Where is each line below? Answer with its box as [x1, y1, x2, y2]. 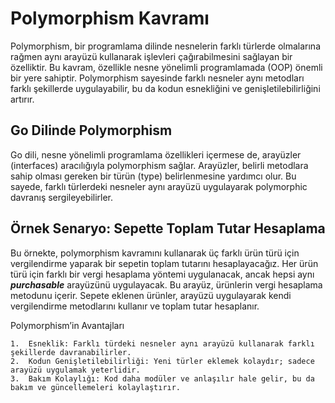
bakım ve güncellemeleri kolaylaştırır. [10, 382, 182, 392]
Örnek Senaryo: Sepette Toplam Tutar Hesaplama [10, 220, 326, 237]
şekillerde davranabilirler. [10, 347, 132, 357]
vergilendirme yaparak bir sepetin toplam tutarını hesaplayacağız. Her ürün [10, 257, 319, 269]
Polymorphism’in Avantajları [10, 319, 125, 331]
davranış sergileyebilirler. [10, 191, 114, 203]
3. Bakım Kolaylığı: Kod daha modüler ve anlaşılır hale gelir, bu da [10, 373, 315, 384]
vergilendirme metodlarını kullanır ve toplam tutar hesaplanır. [10, 300, 260, 312]
